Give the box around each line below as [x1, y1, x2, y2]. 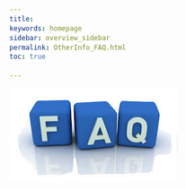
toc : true [9, 52, 47, 62]
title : [9, 14, 34, 23]
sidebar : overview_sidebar [9, 33, 111, 42]
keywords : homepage [9, 23, 83, 33]
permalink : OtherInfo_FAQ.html [9, 43, 127, 52]
